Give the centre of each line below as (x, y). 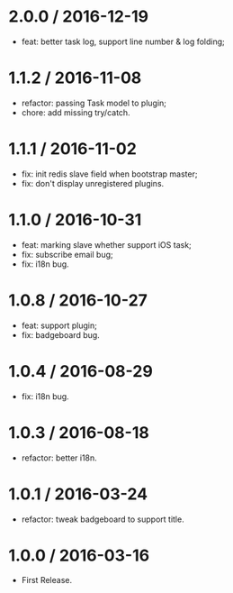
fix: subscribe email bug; (67, 254)
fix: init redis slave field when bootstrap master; (109, 174)
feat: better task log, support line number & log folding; (123, 41)
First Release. (47, 580)
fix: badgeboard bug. (60, 334)
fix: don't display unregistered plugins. (93, 183)
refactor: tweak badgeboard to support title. (103, 519)
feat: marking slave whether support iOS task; (107, 244)
